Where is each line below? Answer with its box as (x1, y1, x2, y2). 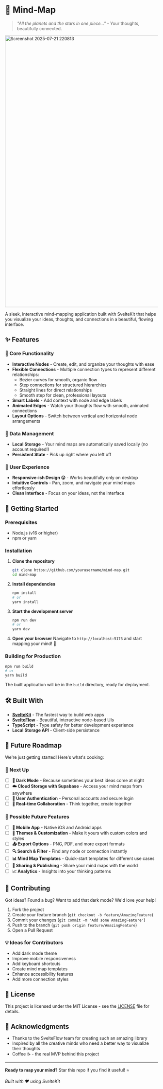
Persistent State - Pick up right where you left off (12, 451, 112, 457)
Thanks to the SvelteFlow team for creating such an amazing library (12, 1035, 147, 1041)
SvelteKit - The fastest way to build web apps (12, 712, 104, 717)
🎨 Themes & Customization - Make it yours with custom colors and (12, 830, 147, 836)
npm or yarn (12, 535, 37, 541)
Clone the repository (12, 558, 55, 564)
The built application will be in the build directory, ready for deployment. (5, 682, 150, 688)
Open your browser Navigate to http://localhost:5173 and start (12, 636, 142, 642)
